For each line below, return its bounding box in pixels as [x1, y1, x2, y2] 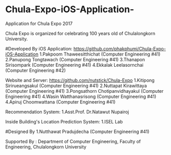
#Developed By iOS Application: [5, 45, 72, 51]
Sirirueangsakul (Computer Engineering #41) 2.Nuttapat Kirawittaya [5, 83, 147, 89]
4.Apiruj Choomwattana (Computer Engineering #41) [5, 98, 116, 105]
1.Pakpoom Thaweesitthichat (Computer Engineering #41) [39, 51, 161, 57]
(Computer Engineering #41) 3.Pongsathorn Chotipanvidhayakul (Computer [5, 88, 164, 94]
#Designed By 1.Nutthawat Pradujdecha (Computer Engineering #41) [5, 128, 150, 135]
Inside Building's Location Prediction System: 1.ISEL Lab [5, 118, 123, 124]
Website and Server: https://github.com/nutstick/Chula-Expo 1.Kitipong [5, 77, 155, 83]
